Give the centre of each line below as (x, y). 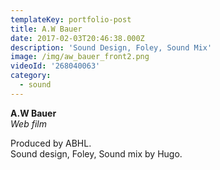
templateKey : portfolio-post (71, 19)
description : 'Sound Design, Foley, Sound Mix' (111, 47)
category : (31, 76)
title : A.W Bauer (46, 29)
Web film (28, 123)
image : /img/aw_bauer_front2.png (80, 57)
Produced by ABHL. (51, 143)
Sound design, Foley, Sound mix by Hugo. (96, 153)
